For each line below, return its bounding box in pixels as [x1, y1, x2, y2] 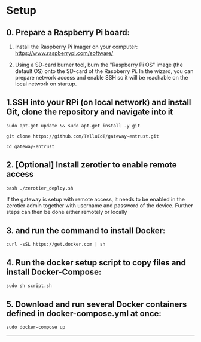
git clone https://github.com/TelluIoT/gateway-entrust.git [6, 133, 160, 139]
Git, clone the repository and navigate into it [6, 107, 173, 117]
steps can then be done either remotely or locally [6, 208, 127, 215]
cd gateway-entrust [6, 143, 55, 149]
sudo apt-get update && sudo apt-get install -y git [6, 123, 141, 129]
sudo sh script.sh [6, 283, 52, 289]
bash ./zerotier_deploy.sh [6, 185, 74, 191]
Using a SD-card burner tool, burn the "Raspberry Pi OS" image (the [14, 61, 184, 68]
